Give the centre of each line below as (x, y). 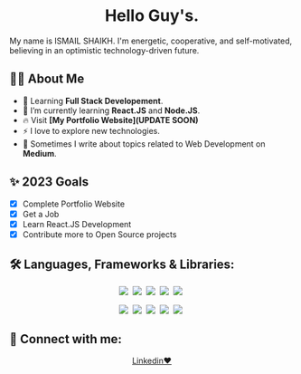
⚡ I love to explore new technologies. (91, 130)
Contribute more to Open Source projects (99, 234)
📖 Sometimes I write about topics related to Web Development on (144, 144)
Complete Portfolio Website (73, 204)
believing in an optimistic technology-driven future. (104, 50)
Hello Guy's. (152, 16)
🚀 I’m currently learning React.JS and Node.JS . (111, 110)
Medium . (39, 153)
